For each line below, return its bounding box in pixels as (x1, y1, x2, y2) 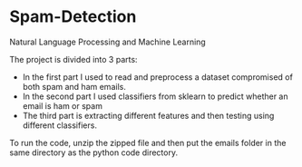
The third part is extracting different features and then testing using (22, 110, 275, 121)
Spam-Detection (9, 6, 137, 27)
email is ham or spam (22, 100, 102, 111)
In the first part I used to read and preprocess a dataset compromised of (22, 71, 293, 83)
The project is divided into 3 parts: (9, 54, 138, 64)
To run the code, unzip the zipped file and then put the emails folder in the (9, 137, 287, 148)
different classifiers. (22, 120, 98, 131)
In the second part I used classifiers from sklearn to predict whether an (22, 91, 288, 102)
